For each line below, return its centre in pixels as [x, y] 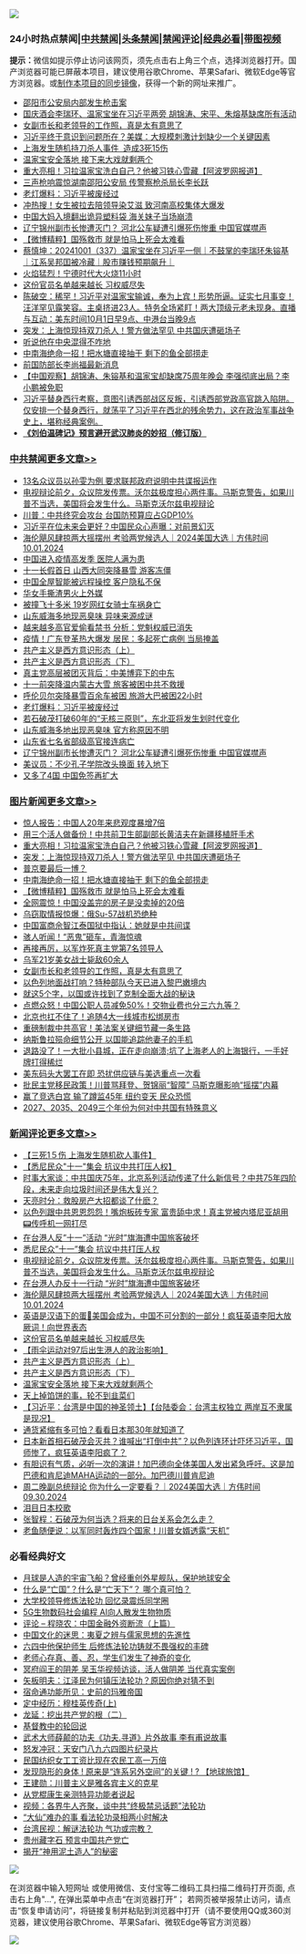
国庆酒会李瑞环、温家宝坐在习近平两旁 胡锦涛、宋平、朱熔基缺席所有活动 [159, 114]
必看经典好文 [38, 1556]
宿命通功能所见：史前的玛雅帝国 [82, 1692]
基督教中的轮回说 [55, 1726]
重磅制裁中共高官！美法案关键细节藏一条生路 [107, 1028]
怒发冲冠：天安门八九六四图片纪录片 [91, 1749]
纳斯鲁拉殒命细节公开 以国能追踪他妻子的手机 [107, 1039]
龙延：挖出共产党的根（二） [75, 1715]
